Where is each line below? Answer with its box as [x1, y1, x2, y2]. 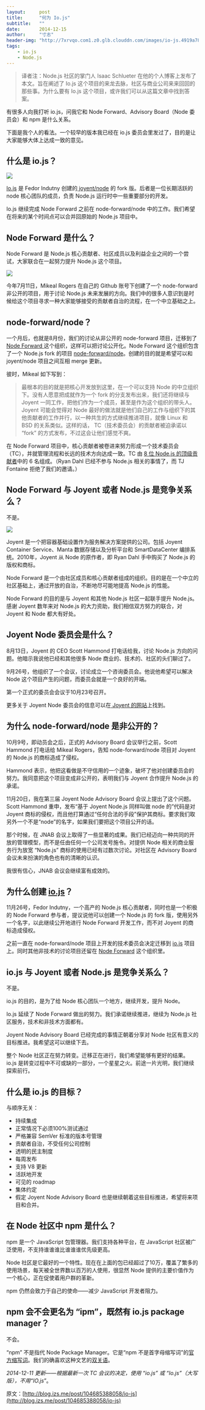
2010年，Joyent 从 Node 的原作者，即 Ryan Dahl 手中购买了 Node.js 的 [16, 553, 195, 560]
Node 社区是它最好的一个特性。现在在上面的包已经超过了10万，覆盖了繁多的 [6, 1258, 198, 1266]
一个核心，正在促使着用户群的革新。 [6, 1274, 98, 1282]
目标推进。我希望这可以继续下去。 [6, 1039, 92, 1046]
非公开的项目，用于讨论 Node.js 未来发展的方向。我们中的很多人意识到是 [6, 290, 189, 297]
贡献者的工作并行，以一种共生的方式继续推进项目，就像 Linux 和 [26, 414, 188, 421]
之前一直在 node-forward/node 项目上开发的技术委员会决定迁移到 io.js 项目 [6, 940, 195, 947]
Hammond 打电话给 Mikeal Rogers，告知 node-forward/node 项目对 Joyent [6, 746, 196, 753]
